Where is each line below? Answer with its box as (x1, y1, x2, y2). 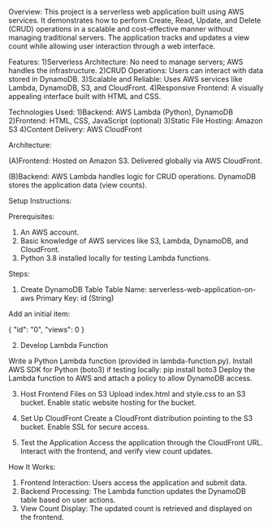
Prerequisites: (8, 212, 55, 221)
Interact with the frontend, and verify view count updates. (19, 446, 214, 456)
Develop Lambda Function (19, 341, 108, 350)
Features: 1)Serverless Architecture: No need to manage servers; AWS (8, 57, 244, 67)
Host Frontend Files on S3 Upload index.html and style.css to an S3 (19, 389, 246, 398)
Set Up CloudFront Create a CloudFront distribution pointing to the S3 (19, 414, 253, 423)
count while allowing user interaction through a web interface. (8, 41, 216, 51)
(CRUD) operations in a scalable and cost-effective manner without (8, 24, 233, 33)
